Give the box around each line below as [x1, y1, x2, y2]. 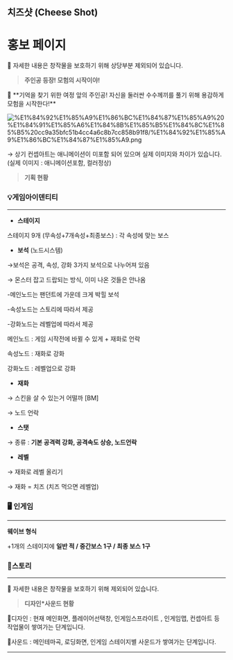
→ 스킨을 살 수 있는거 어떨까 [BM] [7, 394, 99, 402]
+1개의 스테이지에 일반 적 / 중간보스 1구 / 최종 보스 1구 [7, 542, 150, 550]
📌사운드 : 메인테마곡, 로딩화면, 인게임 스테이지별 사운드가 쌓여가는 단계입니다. [7, 638, 216, 646]
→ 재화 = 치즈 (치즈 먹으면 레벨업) [7, 482, 99, 490]
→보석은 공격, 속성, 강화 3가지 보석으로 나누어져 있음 [7, 260, 150, 269]
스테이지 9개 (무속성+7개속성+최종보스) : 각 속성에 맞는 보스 [7, 231, 169, 239]
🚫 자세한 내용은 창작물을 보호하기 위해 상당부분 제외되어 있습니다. [7, 61, 184, 70]
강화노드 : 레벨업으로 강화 [7, 364, 76, 372]
